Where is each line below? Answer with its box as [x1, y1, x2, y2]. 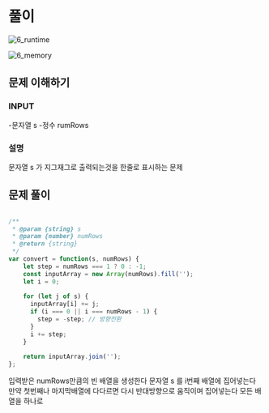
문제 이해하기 [8, 76, 70, 90]
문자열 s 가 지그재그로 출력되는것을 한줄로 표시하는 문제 [8, 162, 184, 172]
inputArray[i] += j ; [29, 300, 100, 309]
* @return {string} [11, 240, 79, 248]
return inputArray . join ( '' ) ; [23, 353, 122, 361]
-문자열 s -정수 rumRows [8, 120, 89, 130]
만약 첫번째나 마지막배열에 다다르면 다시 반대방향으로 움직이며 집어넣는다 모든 [8, 386, 254, 396]
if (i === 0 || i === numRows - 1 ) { [29, 308, 158, 316]
